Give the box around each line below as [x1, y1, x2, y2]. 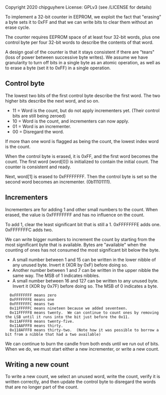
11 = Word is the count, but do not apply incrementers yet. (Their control [12, 107, 160, 114]
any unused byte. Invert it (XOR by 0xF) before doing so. [12, 262, 128, 268]
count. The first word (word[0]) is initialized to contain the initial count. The [5, 158, 159, 164]
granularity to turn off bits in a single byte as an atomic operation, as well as [5, 60, 161, 65]
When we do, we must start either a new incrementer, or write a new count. [5, 346, 160, 352]
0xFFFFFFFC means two [9, 301, 55, 306]
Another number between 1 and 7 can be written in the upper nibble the [12, 267, 159, 273]
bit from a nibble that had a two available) [5, 332, 101, 337]
